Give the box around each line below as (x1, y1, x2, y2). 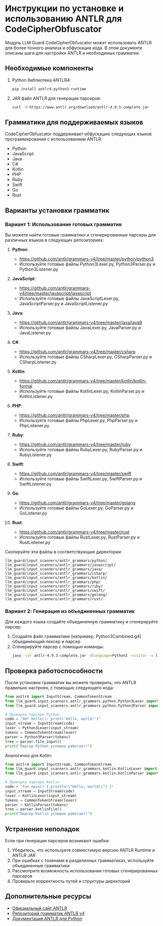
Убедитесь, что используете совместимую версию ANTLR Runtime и (12, 847, 155, 853)
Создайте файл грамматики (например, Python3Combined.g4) (12, 634, 142, 639)
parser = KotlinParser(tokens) (5, 802, 68, 807)
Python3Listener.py (19, 266, 59, 272)
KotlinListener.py (19, 394, 53, 399)
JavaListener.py (19, 330, 51, 336)
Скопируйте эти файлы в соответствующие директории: (5, 549, 122, 555)
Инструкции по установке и (5, 3, 124, 14)
